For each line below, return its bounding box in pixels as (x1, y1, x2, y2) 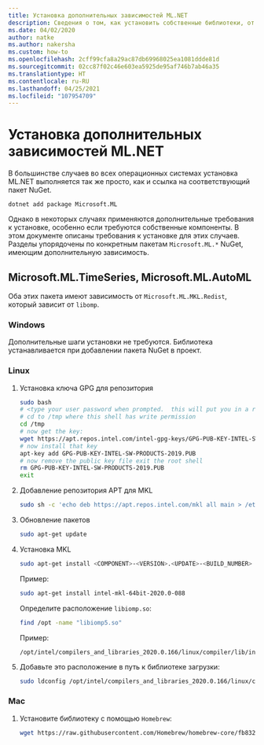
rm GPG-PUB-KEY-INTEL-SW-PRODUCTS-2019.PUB (19, 464, 165, 472)
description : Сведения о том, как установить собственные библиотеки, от (8, 19, 255, 27)
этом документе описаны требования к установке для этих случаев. (8, 231, 240, 241)
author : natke (8, 33, 55, 42)
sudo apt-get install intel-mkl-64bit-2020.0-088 (19, 589, 186, 597)
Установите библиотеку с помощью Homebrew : (19, 714, 172, 723)
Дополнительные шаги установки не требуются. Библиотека (8, 337, 214, 347)
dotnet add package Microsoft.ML (8, 201, 118, 208)
